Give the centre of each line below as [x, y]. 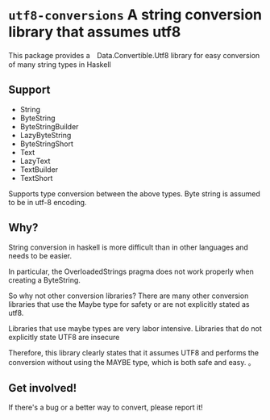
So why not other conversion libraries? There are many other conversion [129, 296]
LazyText [35, 161]
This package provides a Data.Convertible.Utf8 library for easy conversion [134, 55]
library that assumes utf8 [95, 32]
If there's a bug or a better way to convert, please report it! [106, 407]
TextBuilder [39, 169]
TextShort [36, 178]
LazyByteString [46, 135]
